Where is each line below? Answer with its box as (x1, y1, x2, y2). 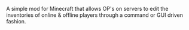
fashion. (6, 18, 26, 25)
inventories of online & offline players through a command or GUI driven (6, 11, 184, 19)
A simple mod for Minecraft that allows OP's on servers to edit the (6, 5, 169, 12)
